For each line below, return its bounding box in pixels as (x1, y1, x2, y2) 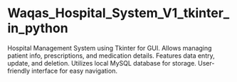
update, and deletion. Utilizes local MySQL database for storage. (7, 58, 197, 67)
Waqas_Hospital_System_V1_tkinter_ (7, 5, 230, 21)
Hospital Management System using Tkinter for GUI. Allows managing (7, 43, 212, 52)
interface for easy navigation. (31, 66, 117, 75)
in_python (7, 20, 69, 36)
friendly (7, 66, 31, 75)
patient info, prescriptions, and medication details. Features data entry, (7, 51, 215, 60)
